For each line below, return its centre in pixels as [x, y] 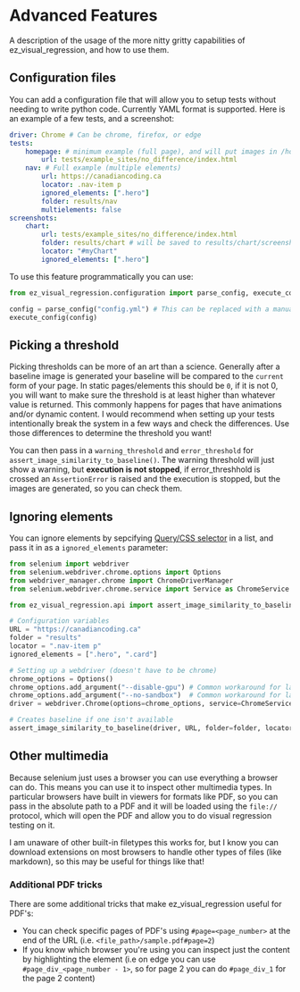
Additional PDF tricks [56, 884]
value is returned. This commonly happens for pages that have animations [146, 405]
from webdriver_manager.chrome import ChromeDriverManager [121, 580]
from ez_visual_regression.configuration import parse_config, [129, 293]
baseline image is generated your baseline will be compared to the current [146, 376]
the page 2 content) [58, 978]
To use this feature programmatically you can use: [101, 276]
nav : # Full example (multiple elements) [103, 168]
